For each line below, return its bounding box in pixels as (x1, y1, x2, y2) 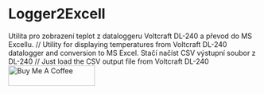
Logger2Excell (8, 5, 106, 23)
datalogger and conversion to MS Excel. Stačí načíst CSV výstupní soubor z (8, 48, 256, 57)
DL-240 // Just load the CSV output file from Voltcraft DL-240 (8, 57, 209, 66)
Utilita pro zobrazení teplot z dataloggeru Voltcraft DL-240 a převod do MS (8, 31, 253, 41)
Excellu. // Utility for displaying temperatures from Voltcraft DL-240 (8, 39, 227, 49)
